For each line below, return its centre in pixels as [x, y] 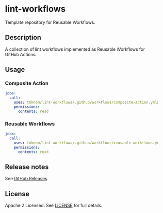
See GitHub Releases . [27, 179]
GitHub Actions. [21, 54]
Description [23, 38]
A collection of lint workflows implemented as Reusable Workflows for [75, 49]
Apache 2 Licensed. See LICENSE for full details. [54, 205]
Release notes [27, 167]
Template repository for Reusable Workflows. [50, 22]
